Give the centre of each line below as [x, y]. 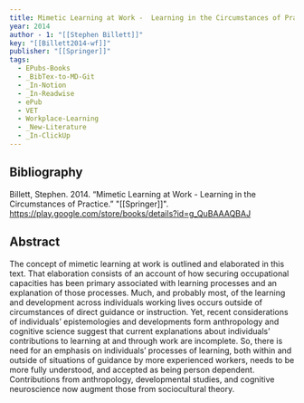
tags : [19, 60]
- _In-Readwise [46, 93]
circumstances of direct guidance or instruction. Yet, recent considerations [149, 312]
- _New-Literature [52, 128]
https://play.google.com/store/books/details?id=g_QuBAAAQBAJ [130, 213]
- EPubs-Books [44, 69]
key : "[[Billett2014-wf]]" [60, 43]
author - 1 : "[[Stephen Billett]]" [76, 34]
